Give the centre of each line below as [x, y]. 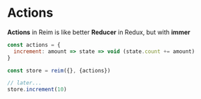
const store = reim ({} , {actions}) [59, 70]
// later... [24, 83]
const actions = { [34, 45]
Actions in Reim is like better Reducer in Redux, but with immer [99, 32]
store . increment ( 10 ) [37, 90]
